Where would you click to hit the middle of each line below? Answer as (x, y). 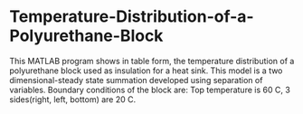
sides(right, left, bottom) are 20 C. (73, 99)
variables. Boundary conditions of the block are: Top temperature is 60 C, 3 (150, 90)
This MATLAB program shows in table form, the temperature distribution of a (152, 61)
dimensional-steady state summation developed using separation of (136, 80)
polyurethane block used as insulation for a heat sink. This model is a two (146, 71)
